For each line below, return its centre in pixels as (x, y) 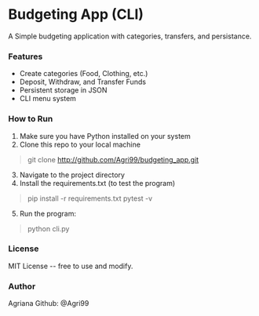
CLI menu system (48, 99)
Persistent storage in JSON (63, 90)
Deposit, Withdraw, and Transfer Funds (83, 82)
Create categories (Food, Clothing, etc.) (84, 74)
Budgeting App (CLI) (76, 15)
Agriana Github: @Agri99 (49, 303)
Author (22, 286)
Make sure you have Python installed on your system (105, 136)
